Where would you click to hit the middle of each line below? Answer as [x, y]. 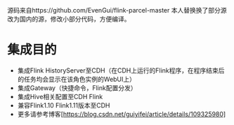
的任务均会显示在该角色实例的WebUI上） [76, 79]
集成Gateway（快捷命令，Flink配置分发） [77, 88]
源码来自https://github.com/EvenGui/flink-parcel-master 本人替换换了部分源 [117, 10]
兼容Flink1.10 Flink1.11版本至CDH [64, 105]
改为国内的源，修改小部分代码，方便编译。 [69, 19]
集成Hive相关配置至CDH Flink [60, 96]
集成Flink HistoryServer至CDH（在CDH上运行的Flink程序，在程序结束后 [121, 70]
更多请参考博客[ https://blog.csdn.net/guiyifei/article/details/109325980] [122, 114]
